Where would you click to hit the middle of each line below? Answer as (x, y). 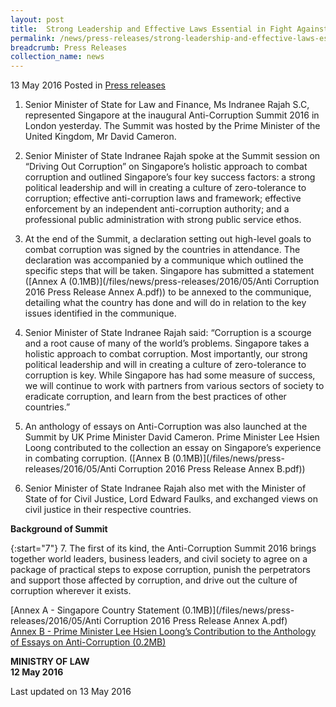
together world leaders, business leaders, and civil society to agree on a (159, 559)
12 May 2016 (37, 672)
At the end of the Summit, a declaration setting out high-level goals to (168, 239)
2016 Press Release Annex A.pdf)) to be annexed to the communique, (168, 292)
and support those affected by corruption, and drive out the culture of (154, 580)
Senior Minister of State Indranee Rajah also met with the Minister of (165, 488)
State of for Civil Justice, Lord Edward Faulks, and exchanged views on (171, 499)
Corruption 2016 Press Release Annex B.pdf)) (212, 469)
